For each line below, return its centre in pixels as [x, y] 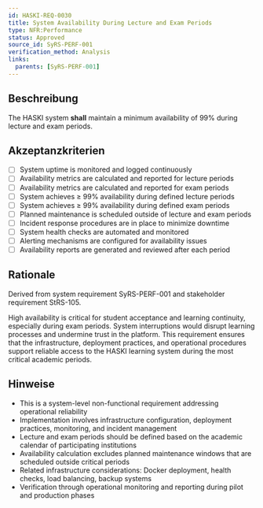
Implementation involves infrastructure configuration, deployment [126, 420]
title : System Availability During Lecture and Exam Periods [110, 23]
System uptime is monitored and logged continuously [106, 169]
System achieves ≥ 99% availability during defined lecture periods [127, 196]
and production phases [57, 495]
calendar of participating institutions [78, 445]
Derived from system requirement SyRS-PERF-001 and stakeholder [117, 294]
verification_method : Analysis [59, 52]
